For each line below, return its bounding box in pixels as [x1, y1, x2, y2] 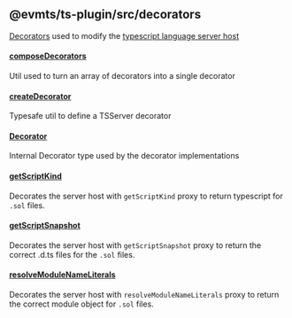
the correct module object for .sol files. [9, 299, 155, 309]
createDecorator [9, 90, 72, 101]
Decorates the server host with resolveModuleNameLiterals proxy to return [9, 290, 280, 300]
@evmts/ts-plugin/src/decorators [9, 7, 202, 22]
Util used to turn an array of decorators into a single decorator [9, 71, 236, 81]
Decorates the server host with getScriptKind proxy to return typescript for [9, 190, 283, 201]
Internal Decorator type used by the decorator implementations [9, 151, 240, 161]
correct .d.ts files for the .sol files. [9, 249, 135, 260]
